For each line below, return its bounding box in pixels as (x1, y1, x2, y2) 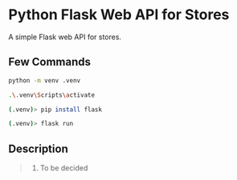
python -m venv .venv (8, 76, 81, 85)
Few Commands (8, 55, 91, 69)
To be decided (39, 163, 88, 173)
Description (8, 142, 68, 155)
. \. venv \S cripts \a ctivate (8, 90, 95, 99)
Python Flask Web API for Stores (8, 6, 230, 24)
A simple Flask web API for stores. (8, 32, 122, 42)
